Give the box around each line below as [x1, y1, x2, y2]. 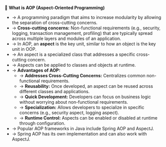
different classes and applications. [19, 89, 90, 94]
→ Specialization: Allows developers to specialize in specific [19, 105, 145, 110]
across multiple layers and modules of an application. [11, 35, 121, 41]
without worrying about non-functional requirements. [19, 99, 128, 105]
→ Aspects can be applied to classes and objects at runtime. [11, 62, 136, 68]
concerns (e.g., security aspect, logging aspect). [19, 110, 119, 116]
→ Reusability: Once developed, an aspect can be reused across [19, 83, 154, 89]
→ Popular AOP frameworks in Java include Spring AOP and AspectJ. [11, 126, 155, 132]
